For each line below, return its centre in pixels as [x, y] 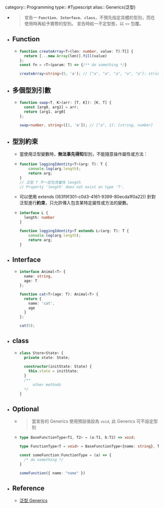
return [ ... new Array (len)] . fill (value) [65, 56]
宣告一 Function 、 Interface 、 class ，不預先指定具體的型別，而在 [90, 18]
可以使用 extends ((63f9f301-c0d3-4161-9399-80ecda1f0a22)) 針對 [88, 197]
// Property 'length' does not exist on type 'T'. [72, 187]
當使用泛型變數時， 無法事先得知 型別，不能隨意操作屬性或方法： [83, 154]
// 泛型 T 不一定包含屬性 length [50, 182]
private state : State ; [47, 357]
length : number [39, 218]
